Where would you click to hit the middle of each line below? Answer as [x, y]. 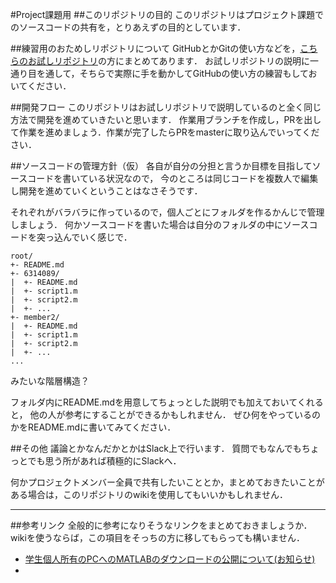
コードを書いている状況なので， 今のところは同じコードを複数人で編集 [173, 178]
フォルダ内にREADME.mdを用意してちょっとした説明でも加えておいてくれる [167, 402]
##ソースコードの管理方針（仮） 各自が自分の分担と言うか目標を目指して [161, 166]
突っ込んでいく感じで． [84, 237]
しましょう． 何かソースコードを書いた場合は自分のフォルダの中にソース [160, 224]
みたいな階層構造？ [50, 381]
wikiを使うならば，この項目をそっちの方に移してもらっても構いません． [157, 537]
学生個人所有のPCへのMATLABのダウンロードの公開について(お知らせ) [170, 559]
